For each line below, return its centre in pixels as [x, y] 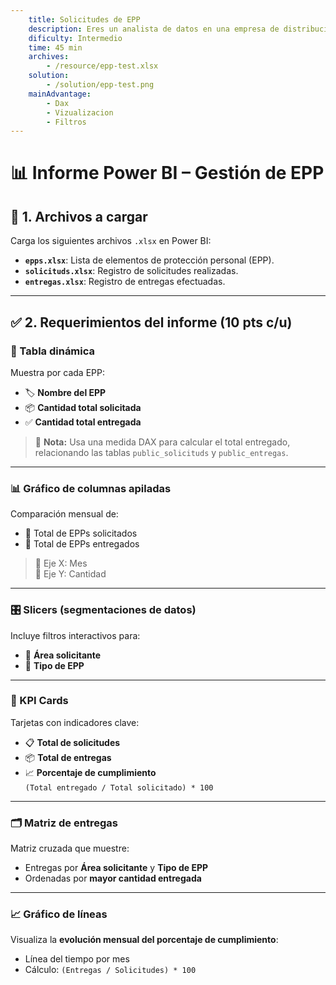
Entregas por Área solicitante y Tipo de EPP [116, 868]
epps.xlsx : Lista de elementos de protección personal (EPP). [149, 260]
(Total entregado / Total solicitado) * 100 [119, 787]
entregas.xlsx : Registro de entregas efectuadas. [125, 282]
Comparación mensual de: [64, 514]
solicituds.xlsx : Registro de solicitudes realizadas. [131, 271]
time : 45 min [55, 47]
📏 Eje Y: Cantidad [70, 574]
